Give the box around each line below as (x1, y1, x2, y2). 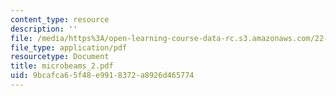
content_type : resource (10, 14, 110, 25)
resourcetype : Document (10, 52, 110, 62)
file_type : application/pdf (10, 42, 128, 53)
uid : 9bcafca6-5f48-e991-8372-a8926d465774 (10, 71, 195, 81)
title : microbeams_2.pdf (10, 61, 114, 71)
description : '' (10, 24, 78, 34)
